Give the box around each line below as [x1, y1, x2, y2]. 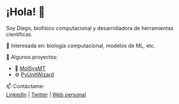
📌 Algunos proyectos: [6, 53, 58, 60]
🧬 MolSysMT [14, 64, 46, 72]
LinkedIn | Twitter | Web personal [6, 91, 86, 98]
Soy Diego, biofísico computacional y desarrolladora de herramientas [6, 25, 174, 32]
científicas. [6, 30, 33, 37]
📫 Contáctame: [6, 82, 45, 89]
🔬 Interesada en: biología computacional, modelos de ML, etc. [6, 42, 156, 49]
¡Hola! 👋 [6, 5, 45, 19]
